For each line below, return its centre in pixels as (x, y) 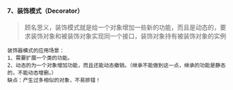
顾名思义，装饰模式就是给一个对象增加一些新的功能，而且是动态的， (122, 27)
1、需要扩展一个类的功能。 (40, 58)
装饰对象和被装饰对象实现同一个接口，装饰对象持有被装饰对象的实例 (128, 36)
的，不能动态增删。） (32, 73)
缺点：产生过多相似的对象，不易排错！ (54, 80)
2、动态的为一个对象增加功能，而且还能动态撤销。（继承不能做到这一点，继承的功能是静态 (116, 66)
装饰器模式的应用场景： (36, 51)
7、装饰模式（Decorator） (45, 10)
